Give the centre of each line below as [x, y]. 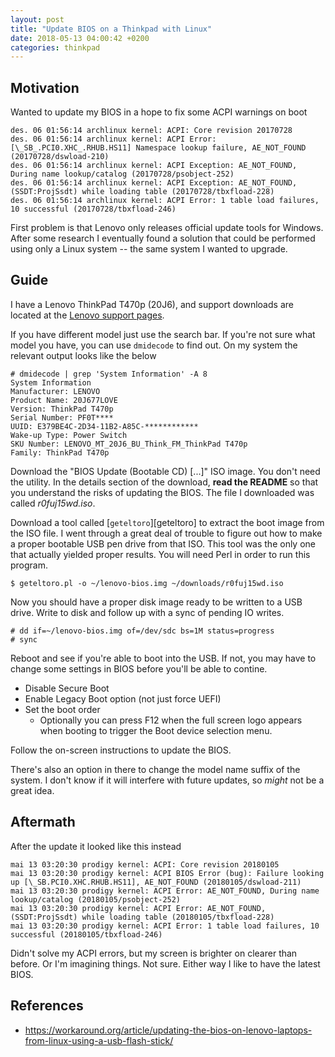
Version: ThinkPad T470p [62, 409]
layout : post [37, 19]
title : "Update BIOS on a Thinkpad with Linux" [111, 29]
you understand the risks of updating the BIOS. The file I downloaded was [162, 492]
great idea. [32, 790]
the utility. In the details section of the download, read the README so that [164, 482]
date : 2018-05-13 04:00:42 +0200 [80, 38]
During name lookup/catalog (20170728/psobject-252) [122, 174]
